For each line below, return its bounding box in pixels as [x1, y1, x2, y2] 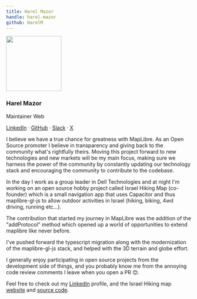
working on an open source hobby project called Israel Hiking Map [6, 184, 168, 191]
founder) [6, 191, 28, 198]
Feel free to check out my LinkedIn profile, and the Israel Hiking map [6, 280, 172, 287]
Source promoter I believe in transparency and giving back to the [6, 142, 163, 149]
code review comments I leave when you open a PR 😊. [6, 268, 140, 275]
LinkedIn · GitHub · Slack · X [6, 124, 74, 131]
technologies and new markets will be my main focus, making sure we [6, 154, 176, 161]
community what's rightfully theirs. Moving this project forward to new [6, 148, 176, 155]
